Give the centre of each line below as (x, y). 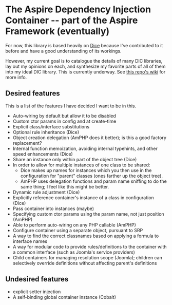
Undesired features (37, 279)
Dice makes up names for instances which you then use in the (86, 170)
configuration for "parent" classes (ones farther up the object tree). (92, 176)
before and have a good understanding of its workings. (63, 51)
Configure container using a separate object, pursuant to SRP (78, 230)
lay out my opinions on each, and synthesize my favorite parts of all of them (85, 66)
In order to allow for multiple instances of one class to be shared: (81, 165)
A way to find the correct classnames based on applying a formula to (86, 236)
